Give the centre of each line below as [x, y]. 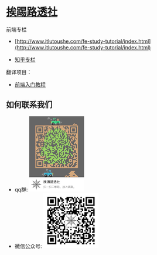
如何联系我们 [29, 105]
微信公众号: [28, 246]
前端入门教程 [30, 84]
